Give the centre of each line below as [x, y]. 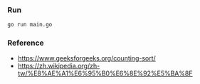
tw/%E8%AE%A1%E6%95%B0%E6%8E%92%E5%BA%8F [105, 73]
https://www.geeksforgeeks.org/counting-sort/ [87, 58]
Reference [26, 43]
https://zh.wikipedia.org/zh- [59, 66]
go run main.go [30, 25]
